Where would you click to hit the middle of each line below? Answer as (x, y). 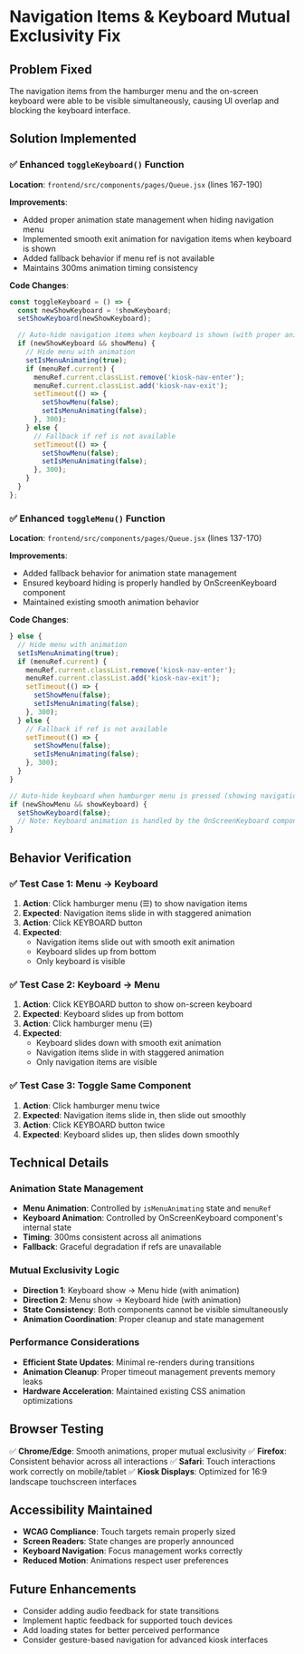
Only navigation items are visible (96, 1062)
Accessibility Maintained (81, 1510)
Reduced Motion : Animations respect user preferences (125, 1561)
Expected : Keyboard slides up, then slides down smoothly (131, 1134)
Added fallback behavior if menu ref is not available (119, 258)
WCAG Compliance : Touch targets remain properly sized (129, 1532)
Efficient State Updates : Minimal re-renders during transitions (138, 1362)
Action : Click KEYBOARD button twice (94, 1125)
